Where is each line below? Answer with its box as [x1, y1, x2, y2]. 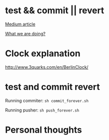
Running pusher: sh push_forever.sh [5, 107, 80, 113]
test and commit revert [5, 82, 100, 93]
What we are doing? [5, 30, 46, 36]
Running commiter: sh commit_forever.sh [5, 97, 89, 103]
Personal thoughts [5, 124, 82, 135]
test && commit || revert [5, 5, 105, 16]
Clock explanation [5, 48, 81, 59]
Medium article [5, 21, 36, 27]
